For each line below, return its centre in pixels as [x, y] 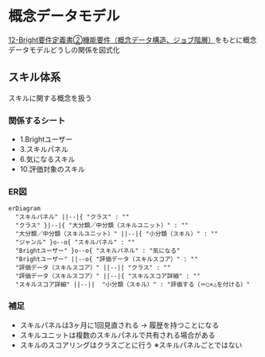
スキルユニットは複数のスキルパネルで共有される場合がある [117, 335]
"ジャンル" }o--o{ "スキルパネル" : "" [75, 243]
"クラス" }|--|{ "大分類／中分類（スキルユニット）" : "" [102, 226]
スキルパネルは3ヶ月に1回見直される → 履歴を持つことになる [119, 325]
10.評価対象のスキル [53, 169]
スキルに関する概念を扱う [50, 98]
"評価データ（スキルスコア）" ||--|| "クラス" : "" [93, 268]
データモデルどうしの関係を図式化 [64, 49]
